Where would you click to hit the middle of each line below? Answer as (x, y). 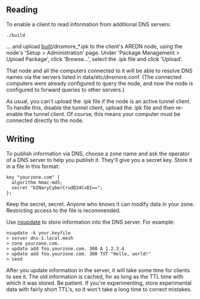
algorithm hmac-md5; (37, 182)
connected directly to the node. (45, 120)
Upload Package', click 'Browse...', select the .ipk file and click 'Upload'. (95, 59)
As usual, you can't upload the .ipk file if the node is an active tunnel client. (99, 101)
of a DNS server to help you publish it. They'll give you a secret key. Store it (99, 160)
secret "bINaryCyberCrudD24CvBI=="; (57, 188)
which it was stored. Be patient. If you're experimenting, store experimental (99, 283)
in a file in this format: (33, 166)
